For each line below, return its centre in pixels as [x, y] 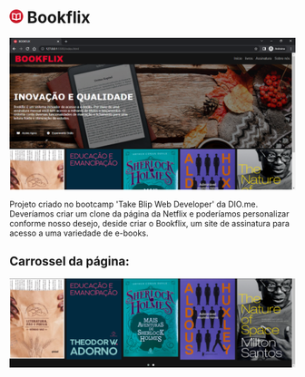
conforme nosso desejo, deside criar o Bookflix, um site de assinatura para [150, 223]
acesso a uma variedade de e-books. [79, 233]
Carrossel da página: [69, 261]
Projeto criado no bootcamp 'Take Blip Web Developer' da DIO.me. [134, 204]
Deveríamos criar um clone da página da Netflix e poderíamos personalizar [149, 213]
